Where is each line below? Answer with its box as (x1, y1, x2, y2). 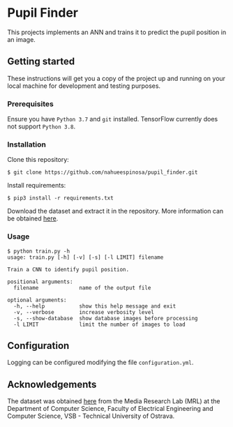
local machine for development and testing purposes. (7, 82, 161, 90)
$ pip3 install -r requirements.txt (7, 195, 114, 202)
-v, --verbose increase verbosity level (13, 308, 155, 315)
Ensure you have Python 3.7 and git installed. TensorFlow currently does (7, 115, 218, 123)
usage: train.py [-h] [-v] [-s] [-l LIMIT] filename (7, 253, 164, 261)
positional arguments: (7, 278, 73, 285)
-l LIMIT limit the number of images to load (13, 321, 186, 328)
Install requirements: (7, 181, 66, 190)
